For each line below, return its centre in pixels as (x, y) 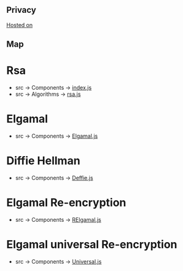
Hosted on (19, 25)
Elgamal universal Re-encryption (92, 245)
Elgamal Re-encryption (66, 203)
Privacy (21, 10)
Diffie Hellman (44, 161)
